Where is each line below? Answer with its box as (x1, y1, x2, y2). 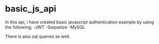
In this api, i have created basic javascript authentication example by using (5, 19, 154, 25)
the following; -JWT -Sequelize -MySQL (5, 24, 86, 30)
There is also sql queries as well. (5, 33, 71, 39)
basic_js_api (5, 3, 57, 14)
